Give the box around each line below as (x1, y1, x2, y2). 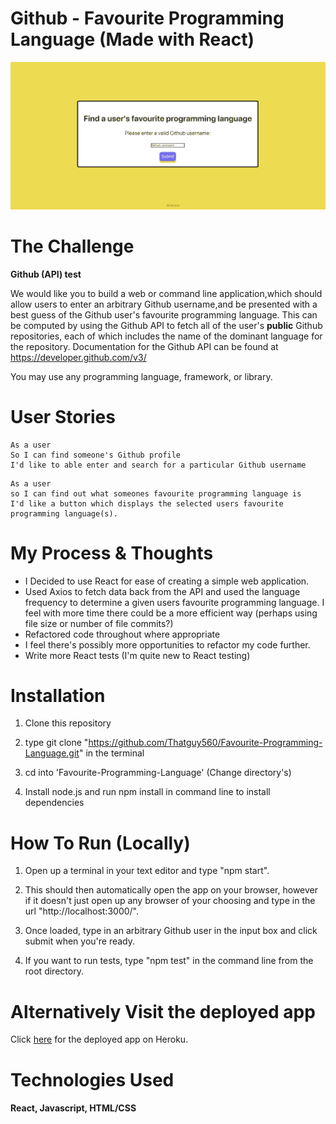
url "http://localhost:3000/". (24, 905, 139, 917)
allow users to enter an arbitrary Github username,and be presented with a (10, 298, 318, 310)
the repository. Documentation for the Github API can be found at (10, 340, 279, 352)
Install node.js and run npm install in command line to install (24, 786, 271, 798)
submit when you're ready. (24, 935, 136, 947)
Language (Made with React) (10, 28, 255, 51)
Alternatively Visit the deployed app (10, 1000, 316, 1023)
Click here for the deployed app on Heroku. (10, 1033, 189, 1046)
